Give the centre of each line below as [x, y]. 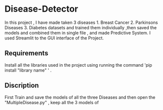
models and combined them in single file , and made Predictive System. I [78, 33]
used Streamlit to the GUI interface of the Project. [54, 38]
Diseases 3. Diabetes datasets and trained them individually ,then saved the [81, 27]
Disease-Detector [41, 9]
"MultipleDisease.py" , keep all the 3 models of [52, 102]
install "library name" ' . [28, 70]
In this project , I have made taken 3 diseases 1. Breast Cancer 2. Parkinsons [81, 22]
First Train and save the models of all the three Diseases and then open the [80, 97]
